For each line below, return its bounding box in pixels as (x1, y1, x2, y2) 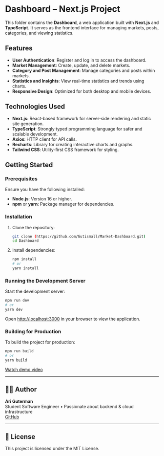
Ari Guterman (5, 398, 33, 404)
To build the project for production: (5, 339, 76, 345)
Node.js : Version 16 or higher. (12, 196, 72, 202)
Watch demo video (5, 367, 43, 372)
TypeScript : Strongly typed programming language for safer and (12, 126, 143, 131)
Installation (5, 214, 33, 220)
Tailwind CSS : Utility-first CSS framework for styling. (12, 147, 119, 152)
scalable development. (12, 131, 58, 137)
